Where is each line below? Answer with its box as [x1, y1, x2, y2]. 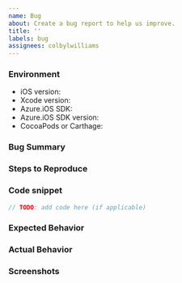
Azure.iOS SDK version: [19, 112, 99, 122]
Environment [8, 69, 61, 80]
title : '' [8, 27, 42, 35]
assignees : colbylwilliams [8, 42, 99, 50]
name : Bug [8, 11, 42, 20]
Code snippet [8, 185, 63, 196]
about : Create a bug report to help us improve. [8, 19, 176, 27]
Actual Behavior [8, 244, 73, 256]
